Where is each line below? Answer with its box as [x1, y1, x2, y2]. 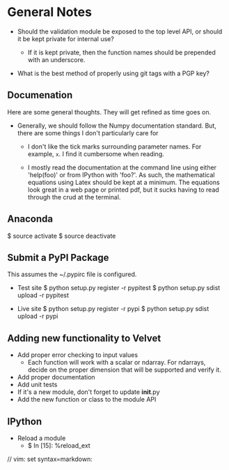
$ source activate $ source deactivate [7, 232, 116, 240]
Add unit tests [17, 381, 58, 389]
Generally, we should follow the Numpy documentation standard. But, [17, 121, 217, 130]
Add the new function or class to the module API [17, 395, 157, 404]
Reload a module [17, 434, 66, 442]
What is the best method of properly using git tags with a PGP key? [17, 69, 210, 77]
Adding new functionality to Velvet [7, 332, 161, 344]
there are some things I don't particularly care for [17, 128, 159, 137]
